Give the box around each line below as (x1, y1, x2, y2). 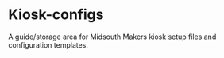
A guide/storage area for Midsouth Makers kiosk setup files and (8, 32, 217, 41)
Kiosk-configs (8, 6, 104, 24)
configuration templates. (8, 40, 89, 49)
